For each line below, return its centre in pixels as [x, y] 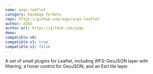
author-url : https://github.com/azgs [45, 28]
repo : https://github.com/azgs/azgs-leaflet [52, 19]
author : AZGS [19, 24]
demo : [11, 33]
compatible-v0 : [21, 38]
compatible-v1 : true [27, 42]
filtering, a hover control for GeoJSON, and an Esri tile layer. [67, 66]
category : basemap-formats [33, 14]
